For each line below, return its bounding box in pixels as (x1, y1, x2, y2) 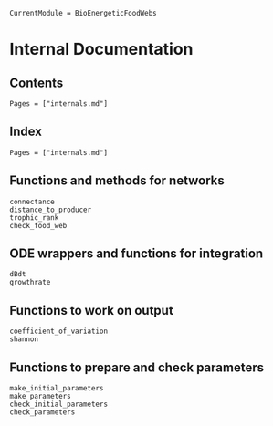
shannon (9, 335, 39, 344)
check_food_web (9, 221, 68, 230)
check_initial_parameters (9, 400, 108, 410)
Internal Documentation (9, 39, 194, 59)
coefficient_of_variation (9, 327, 108, 337)
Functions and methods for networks (9, 173, 226, 189)
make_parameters (9, 392, 71, 401)
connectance (9, 197, 55, 206)
